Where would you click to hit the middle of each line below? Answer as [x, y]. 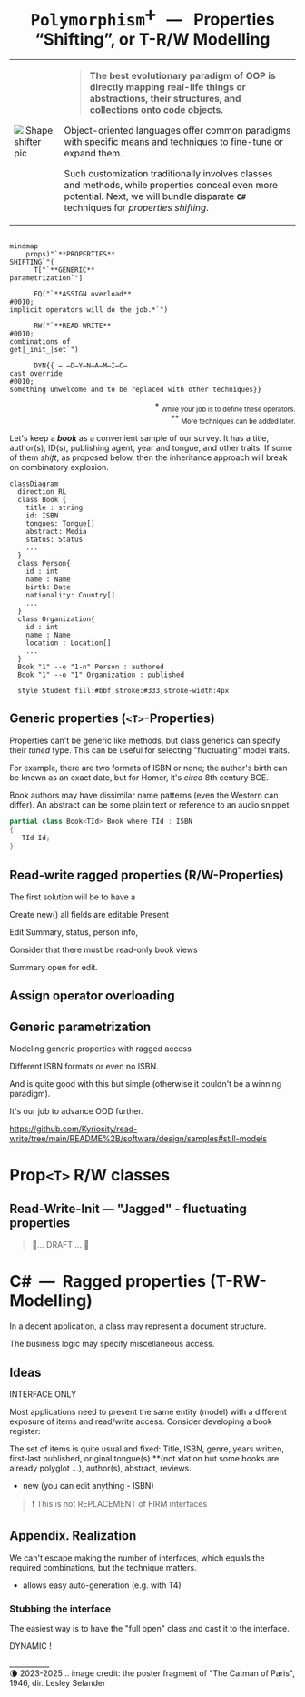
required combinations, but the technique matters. [103, 1567]
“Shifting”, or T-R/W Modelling [152, 39]
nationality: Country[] [71, 595]
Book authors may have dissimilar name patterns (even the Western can [144, 795]
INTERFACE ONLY [43, 1394]
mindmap [24, 246]
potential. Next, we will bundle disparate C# [155, 196]
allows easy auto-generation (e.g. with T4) [102, 1585]
